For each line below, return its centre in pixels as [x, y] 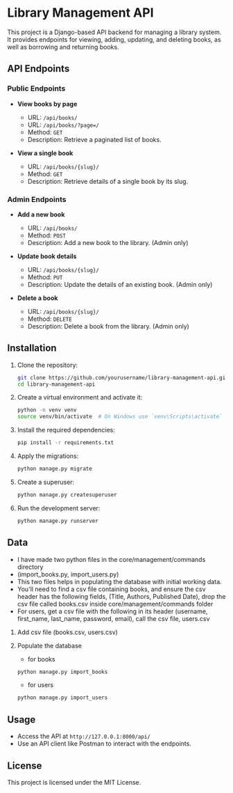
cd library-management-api [56, 384]
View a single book [45, 153]
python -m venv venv [47, 410]
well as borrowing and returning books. [63, 47]
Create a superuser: [46, 482]
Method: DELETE [50, 319]
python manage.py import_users [62, 698]
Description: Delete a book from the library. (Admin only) [108, 326]
